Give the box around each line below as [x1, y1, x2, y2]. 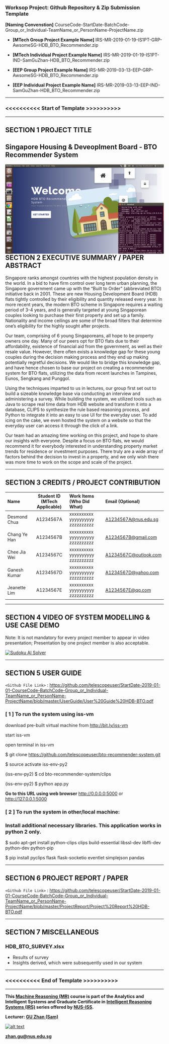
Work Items [69, 493, 95, 499]
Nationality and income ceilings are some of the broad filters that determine [5, 317, 162, 324]
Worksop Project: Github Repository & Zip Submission [5, 4, 140, 11]
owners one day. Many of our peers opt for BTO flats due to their [5, 338, 139, 344]
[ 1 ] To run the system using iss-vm [5, 711, 94, 718]
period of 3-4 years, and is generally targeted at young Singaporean [5, 306, 147, 313]
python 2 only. [5, 828, 42, 835]
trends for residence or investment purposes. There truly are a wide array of [5, 448, 163, 454]
